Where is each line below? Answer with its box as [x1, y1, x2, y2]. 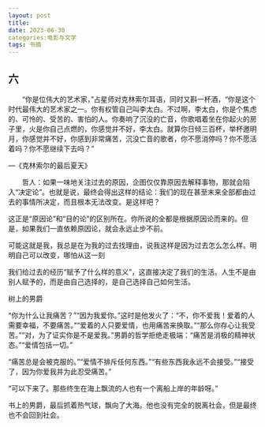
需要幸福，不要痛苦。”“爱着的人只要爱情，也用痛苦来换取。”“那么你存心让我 [8, 320, 248, 330]
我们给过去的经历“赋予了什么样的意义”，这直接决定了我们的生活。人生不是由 [8, 267, 256, 276]
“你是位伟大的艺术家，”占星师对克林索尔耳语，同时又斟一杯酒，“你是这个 [22, 94, 256, 103]
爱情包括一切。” [24, 340, 73, 350]
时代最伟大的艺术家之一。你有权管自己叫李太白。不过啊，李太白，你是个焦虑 [8, 104, 257, 114]
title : [8, 19, 30, 27]
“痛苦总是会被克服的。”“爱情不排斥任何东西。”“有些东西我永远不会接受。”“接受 [8, 357, 255, 366]
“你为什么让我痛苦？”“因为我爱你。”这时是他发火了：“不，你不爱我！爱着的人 [8, 310, 255, 320]
